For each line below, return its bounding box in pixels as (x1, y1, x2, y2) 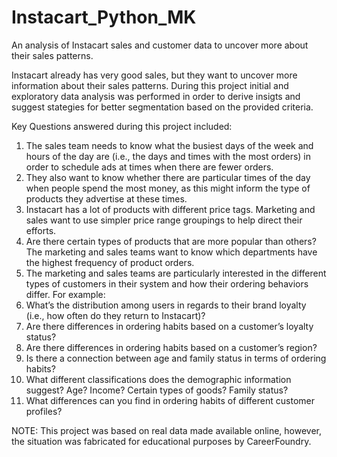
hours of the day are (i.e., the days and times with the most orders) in (25, 150, 311, 162)
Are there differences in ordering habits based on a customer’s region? (25, 341, 318, 353)
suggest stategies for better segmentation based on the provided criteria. (11, 101, 314, 113)
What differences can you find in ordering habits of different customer (25, 394, 315, 406)
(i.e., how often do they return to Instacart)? (25, 309, 206, 321)
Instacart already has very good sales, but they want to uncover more (11, 69, 298, 81)
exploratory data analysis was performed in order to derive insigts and (11, 90, 301, 102)
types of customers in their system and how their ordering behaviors (25, 277, 309, 290)
